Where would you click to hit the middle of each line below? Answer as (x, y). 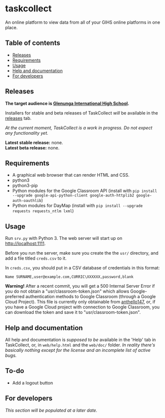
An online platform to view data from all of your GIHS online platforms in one (83, 22)
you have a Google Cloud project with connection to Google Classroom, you (82, 307)
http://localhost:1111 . (25, 244)
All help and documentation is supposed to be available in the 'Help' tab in (81, 340)
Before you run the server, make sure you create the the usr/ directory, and (82, 253)
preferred (15, 297)
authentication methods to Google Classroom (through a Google (91, 297)
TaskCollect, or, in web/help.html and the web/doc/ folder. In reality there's (80, 345)
